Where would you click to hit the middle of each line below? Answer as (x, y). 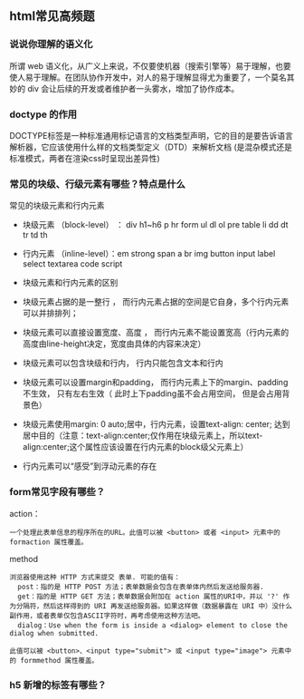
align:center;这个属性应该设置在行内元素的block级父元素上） (135, 447)
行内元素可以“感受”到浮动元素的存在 (90, 466)
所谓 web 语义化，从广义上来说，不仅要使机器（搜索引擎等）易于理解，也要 (150, 65)
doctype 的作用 (43, 114)
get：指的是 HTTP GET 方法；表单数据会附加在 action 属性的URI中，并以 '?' (148, 597)
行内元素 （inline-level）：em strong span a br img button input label (149, 254)
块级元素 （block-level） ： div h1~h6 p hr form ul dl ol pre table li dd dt (155, 225)
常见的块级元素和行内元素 (57, 206)
